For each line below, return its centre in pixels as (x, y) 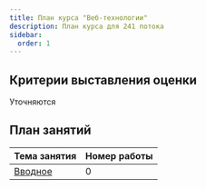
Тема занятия (45, 155)
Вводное (33, 171)
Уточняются (33, 102)
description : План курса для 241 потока (87, 26)
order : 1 (34, 43)
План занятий (50, 130)
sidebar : (26, 35)
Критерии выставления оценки (103, 80)
